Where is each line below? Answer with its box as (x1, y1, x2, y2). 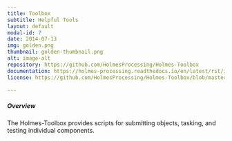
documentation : (7, 67, 51, 74)
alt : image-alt (7, 55, 51, 62)
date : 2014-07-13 (7, 36, 57, 43)
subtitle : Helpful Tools (7, 17, 79, 23)
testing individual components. (7, 127, 95, 135)
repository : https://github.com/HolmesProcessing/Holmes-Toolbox (7, 61, 199, 68)
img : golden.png (7, 42, 54, 49)
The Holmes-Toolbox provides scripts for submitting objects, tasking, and (7, 119, 216, 127)
